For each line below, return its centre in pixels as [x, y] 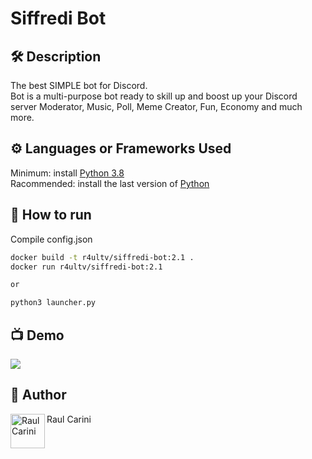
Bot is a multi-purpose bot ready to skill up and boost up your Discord [154, 96]
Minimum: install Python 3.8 [67, 173]
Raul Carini [69, 419]
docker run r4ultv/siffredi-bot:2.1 [86, 267]
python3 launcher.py [53, 303]
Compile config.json [51, 239]
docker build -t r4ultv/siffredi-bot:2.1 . [102, 257]
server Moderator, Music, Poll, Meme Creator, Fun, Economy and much [156, 106]
